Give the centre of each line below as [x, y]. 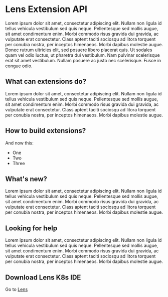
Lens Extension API [46, 9]
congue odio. [19, 66]
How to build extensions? [46, 131]
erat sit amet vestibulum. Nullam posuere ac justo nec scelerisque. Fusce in [83, 60]
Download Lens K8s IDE [43, 277]
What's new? [26, 179]
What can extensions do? [46, 82]
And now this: [19, 143]
